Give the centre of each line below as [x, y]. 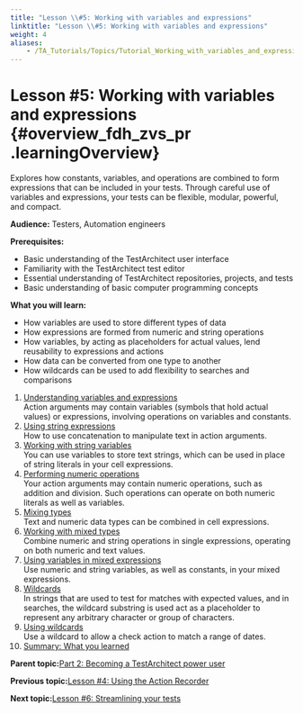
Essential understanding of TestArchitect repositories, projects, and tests [158, 278]
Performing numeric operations [81, 474]
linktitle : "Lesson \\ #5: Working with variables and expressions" [139, 26]
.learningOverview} [85, 153]
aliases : [27, 43]
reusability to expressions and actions [94, 351]
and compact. [36, 207]
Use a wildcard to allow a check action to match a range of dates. [144, 636]
